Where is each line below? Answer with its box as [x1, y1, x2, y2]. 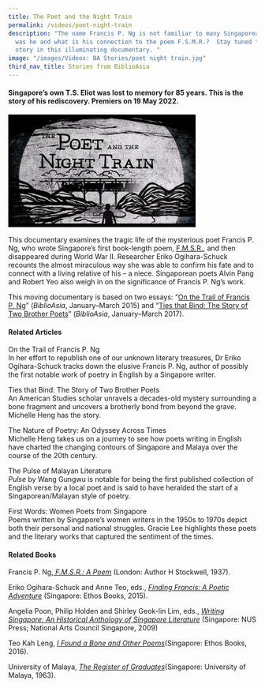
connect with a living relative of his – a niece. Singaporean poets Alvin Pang [8, 269, 254, 278]
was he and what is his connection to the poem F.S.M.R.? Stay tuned [15, 38, 252, 46]
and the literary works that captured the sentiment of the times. [8, 532, 215, 541]
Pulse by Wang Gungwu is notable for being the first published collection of [8, 475, 254, 484]
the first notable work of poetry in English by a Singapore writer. [8, 370, 216, 379]
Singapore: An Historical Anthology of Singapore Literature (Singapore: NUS [8, 615, 257, 624]
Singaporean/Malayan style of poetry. [8, 491, 131, 501]
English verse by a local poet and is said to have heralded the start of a [8, 483, 239, 493]
